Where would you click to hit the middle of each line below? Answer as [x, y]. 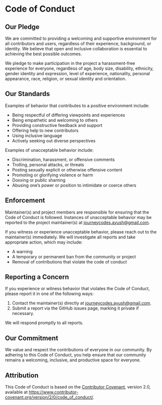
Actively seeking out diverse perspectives [54, 140]
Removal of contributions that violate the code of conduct [69, 262]
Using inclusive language [37, 135]
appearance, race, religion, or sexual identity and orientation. [66, 79]
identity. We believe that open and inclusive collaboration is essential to [76, 49]
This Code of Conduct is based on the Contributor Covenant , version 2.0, [78, 387]
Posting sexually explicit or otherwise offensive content [67, 170]
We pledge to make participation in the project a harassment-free [70, 63]
